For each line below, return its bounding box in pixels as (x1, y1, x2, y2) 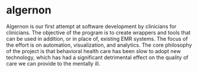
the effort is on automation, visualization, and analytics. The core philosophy (6, 41, 192, 48)
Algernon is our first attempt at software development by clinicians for (6, 23, 177, 30)
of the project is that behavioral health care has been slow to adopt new (6, 47, 181, 54)
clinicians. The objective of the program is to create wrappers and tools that (6, 29, 191, 36)
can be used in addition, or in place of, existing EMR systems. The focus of (6, 35, 188, 42)
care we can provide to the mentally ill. (6, 60, 100, 67)
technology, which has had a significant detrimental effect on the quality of (6, 54, 189, 61)
